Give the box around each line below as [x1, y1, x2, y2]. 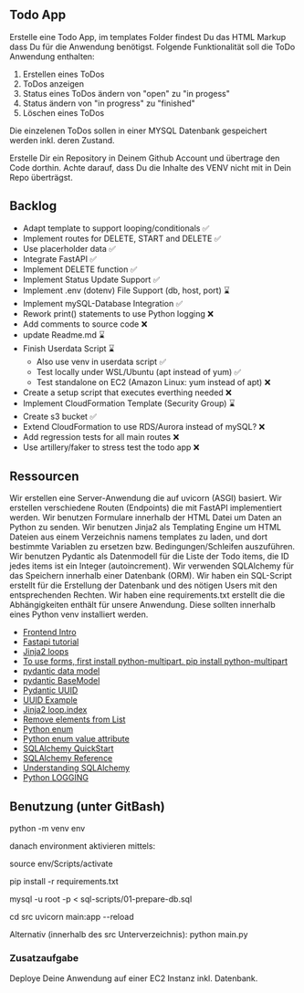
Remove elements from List [22, 714, 126, 725]
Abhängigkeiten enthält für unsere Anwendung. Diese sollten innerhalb [9, 600, 276, 611]
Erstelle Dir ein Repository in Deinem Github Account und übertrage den [9, 152, 280, 163]
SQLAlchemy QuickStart [22, 743, 114, 754]
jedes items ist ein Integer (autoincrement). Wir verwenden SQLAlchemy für [9, 560, 294, 571]
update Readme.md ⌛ [22, 329, 105, 340]
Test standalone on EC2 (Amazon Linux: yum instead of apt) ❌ [36, 376, 271, 387]
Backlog [9, 198, 58, 214]
